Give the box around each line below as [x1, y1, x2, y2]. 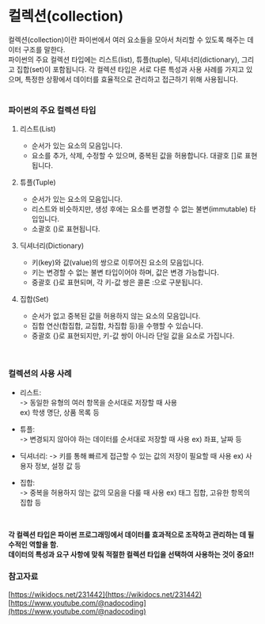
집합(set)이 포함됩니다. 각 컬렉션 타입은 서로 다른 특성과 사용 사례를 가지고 [16, 64, 244, 74]
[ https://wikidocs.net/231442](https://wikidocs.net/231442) [8, 589, 203, 599]
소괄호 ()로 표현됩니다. [31, 224, 100, 234]
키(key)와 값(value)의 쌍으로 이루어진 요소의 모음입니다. [31, 258, 204, 268]
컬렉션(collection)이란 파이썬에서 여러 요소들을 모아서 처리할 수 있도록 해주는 [8, 35, 246, 44]
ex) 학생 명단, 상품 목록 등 [19, 407, 100, 417]
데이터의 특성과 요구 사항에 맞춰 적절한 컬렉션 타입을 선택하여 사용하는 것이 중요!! [8, 550, 255, 559]
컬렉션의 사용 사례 [8, 368, 73, 379]
